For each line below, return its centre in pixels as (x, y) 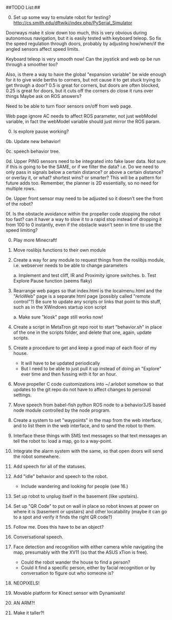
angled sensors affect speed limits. (43, 49)
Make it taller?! (29, 613)
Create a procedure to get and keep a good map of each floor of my (85, 348)
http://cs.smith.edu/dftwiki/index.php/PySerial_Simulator (73, 23)
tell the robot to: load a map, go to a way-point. (63, 441)
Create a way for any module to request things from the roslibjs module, (89, 260)
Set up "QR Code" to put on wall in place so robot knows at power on (86, 506)
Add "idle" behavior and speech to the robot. (60, 476)
